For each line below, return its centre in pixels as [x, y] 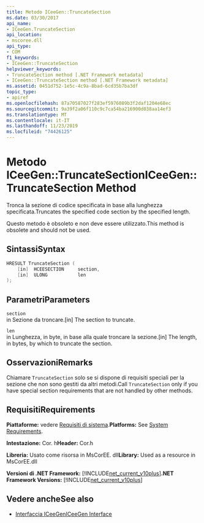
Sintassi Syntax [36, 249]
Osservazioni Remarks [50, 363]
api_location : [25, 35]
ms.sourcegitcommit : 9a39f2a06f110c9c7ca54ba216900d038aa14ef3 [89, 109]
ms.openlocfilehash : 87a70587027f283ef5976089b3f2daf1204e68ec [89, 103]
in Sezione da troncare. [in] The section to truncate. [71, 320]
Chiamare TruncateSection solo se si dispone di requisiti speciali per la [96, 377]
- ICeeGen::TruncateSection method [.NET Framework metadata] [87, 80]
